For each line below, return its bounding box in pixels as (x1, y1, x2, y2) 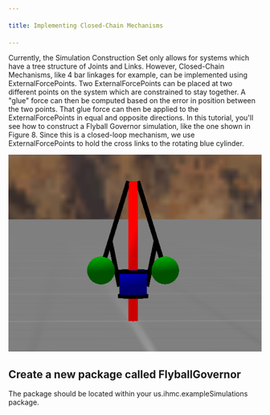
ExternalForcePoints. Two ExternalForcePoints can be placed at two (8, 79, 233, 89)
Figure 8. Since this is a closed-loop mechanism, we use (8, 130, 195, 140)
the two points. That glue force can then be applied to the (8, 105, 199, 114)
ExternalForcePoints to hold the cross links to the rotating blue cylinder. (8, 139, 245, 148)
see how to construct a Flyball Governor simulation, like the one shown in (8, 122, 251, 131)
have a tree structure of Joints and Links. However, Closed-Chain (8, 61, 225, 72)
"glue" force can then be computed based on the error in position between (8, 96, 256, 106)
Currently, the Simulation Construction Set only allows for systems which (8, 53, 250, 63)
